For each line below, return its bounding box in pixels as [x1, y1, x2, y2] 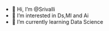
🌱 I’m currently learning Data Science [11, 18, 104, 25]
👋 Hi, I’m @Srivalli [11, 6, 55, 13]
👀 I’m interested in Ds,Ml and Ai [11, 12, 89, 19]
